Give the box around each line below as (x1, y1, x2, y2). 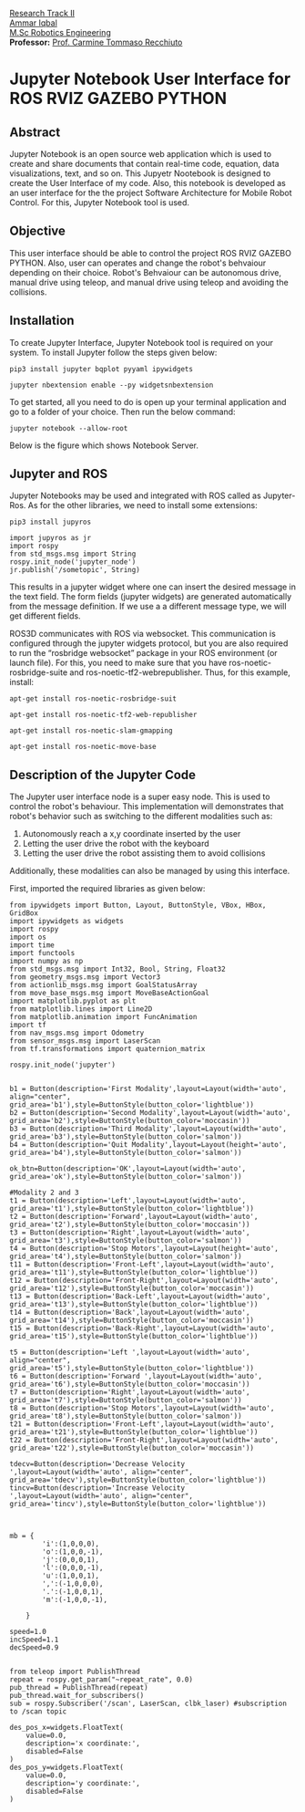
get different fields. (9, 610, 81, 621)
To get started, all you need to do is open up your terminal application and (9, 396, 287, 407)
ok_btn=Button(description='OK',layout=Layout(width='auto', (9, 1164, 247, 1173)
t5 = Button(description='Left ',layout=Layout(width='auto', (9, 1348, 250, 1358)
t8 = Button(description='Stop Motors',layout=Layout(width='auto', (9, 1404, 275, 1413)
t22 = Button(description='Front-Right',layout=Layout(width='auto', (9, 1436, 280, 1445)
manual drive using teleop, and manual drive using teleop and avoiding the (9, 276, 289, 287)
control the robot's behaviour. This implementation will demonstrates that (9, 801, 284, 812)
